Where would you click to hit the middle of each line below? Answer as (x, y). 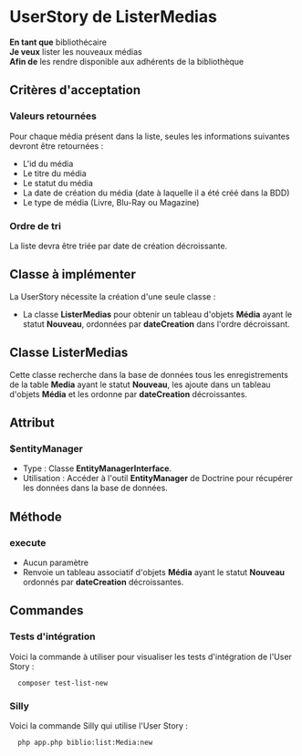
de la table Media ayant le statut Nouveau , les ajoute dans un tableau (140, 384)
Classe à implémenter (73, 274)
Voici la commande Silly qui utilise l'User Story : (99, 725)
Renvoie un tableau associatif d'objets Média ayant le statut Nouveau (154, 572)
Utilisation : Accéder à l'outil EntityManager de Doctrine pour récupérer (158, 478)
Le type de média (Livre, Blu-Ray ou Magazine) (111, 202)
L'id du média (48, 163)
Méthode (36, 516)
